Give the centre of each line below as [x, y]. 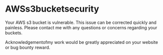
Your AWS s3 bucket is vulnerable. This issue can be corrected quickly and [81, 22]
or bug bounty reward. [28, 47]
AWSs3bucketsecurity [52, 9]
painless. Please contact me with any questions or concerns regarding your [81, 27]
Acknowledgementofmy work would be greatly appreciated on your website [81, 42]
